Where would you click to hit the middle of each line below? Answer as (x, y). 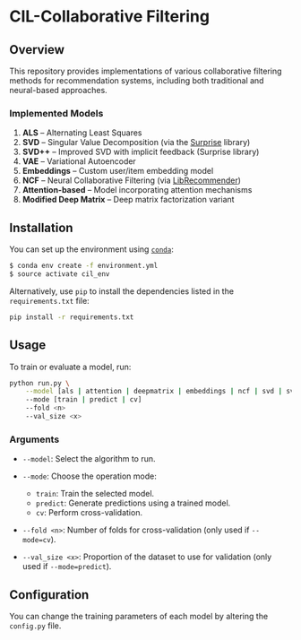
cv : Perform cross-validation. (89, 513)
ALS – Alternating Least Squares (82, 133)
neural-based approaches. (58, 90)
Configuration (49, 595)
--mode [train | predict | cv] (84, 400)
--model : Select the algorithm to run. (89, 459)
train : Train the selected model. (95, 494)
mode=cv (36, 541)
